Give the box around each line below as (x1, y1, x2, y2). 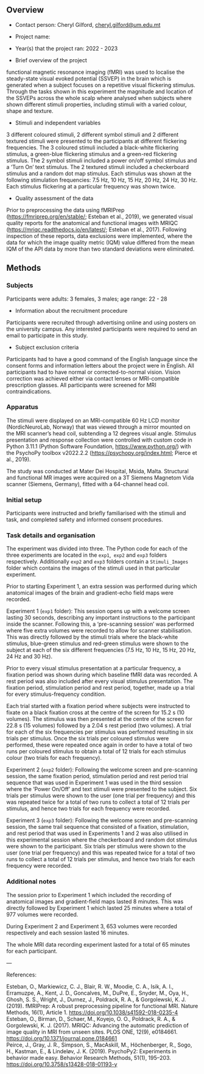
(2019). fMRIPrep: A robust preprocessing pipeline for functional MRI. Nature (6, 1002, 199, 1009)
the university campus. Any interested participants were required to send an (6, 325, 197, 332)
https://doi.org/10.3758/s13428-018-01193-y (6, 1061, 118, 1068)
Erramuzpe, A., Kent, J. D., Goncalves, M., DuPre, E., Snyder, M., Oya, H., (6, 989, 189, 997)
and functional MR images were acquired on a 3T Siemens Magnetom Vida (6, 474, 194, 481)
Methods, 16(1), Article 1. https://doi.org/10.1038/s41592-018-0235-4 (6, 1009, 178, 1016)
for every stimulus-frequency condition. (6, 690, 107, 698)
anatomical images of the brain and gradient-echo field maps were (6, 589, 174, 596)
